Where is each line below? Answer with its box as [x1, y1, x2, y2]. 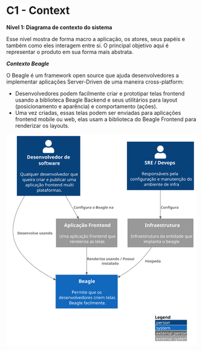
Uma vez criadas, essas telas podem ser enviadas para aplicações [15, 109, 181, 116]
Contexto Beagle [6, 60, 50, 67]
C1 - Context [6, 4, 70, 18]
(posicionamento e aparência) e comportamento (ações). [15, 102, 158, 110]
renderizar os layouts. [15, 122, 70, 129]
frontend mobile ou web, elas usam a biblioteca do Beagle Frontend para [15, 116, 197, 123]
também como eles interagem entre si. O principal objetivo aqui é [6, 42, 169, 49]
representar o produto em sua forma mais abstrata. [6, 48, 134, 55]
